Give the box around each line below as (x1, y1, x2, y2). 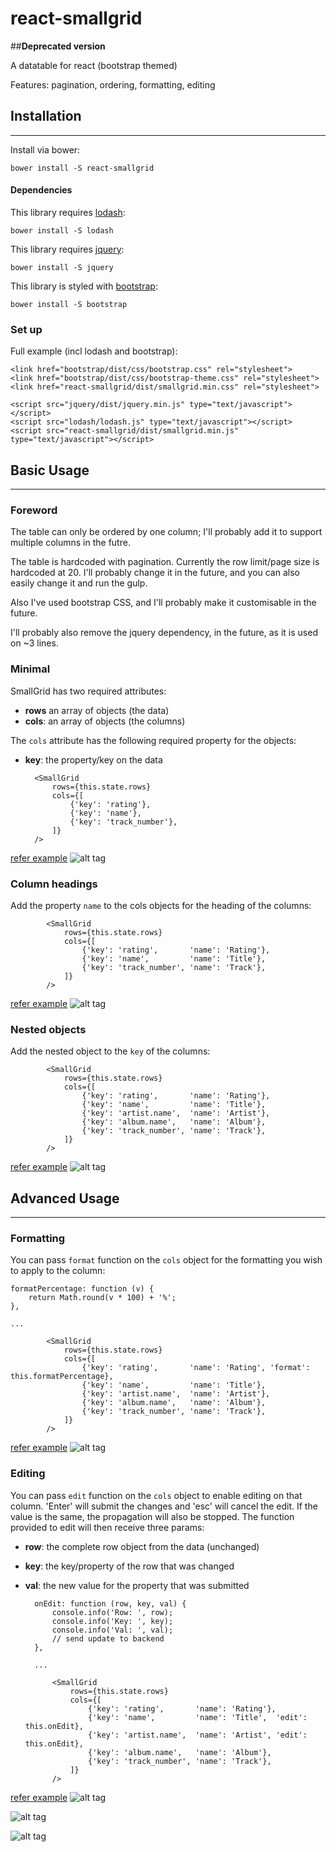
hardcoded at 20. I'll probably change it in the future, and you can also (10, 567, 300, 579)
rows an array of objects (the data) (24, 704, 170, 716)
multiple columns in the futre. (10, 537, 131, 549)
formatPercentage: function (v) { (10, 1284, 155, 1294)
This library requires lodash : (10, 206, 126, 218)
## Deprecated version (10, 40, 106, 52)
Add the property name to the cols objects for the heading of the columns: (10, 899, 312, 911)
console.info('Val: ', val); (51, 1625, 174, 1635)
